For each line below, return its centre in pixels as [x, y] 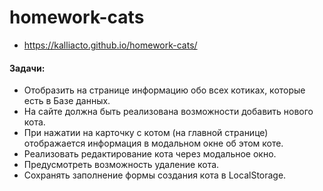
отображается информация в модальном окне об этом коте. [153, 143]
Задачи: [27, 68]
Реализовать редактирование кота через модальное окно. [150, 154]
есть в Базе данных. [67, 101]
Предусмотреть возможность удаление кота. [121, 165]
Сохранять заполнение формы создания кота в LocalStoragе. [155, 175]
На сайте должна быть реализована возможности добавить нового [168, 112]
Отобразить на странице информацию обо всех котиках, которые [164, 90]
